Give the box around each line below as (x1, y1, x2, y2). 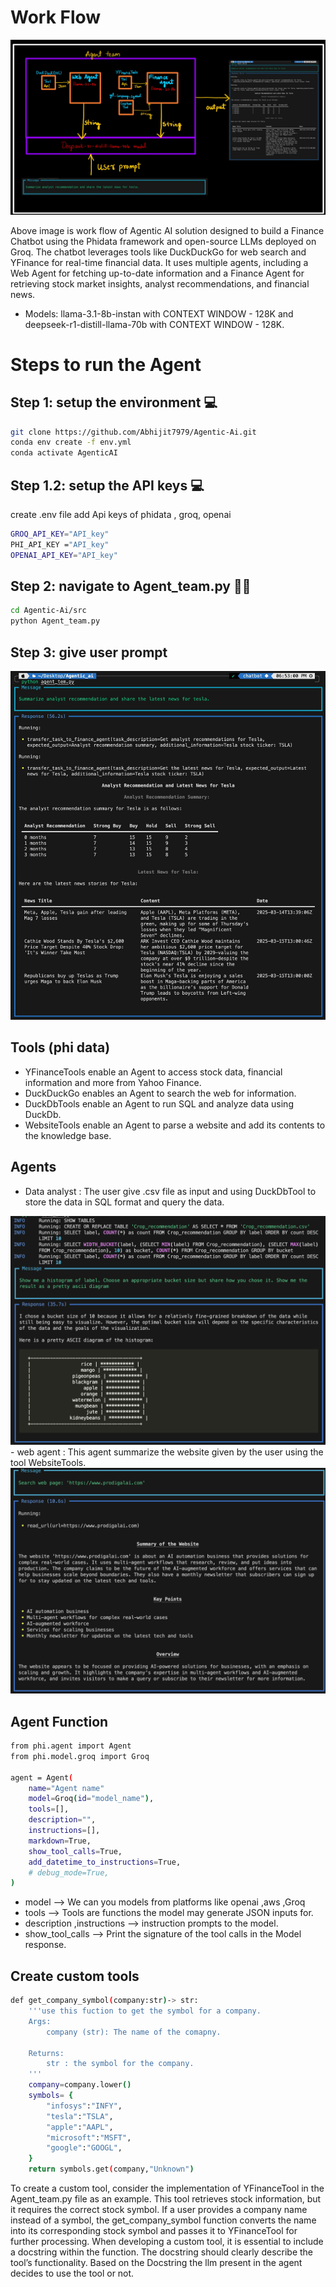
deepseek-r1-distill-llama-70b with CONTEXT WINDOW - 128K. (24, 318, 285, 330)
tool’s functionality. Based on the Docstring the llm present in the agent (10, 2257, 303, 2269)
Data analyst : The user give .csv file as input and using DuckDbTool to (24, 1185, 317, 1197)
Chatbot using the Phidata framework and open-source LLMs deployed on (10, 235, 317, 247)
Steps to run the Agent (10, 353, 202, 376)
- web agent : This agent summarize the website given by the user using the (10, 1446, 324, 1458)
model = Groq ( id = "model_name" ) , (28, 1794, 155, 1804)
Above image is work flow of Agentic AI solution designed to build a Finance (10, 224, 325, 236)
